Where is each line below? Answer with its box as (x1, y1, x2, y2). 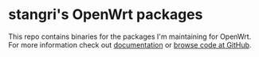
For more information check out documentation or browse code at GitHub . (8, 40, 252, 49)
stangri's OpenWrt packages (8, 6, 203, 24)
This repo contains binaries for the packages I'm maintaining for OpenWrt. (8, 32, 252, 41)
